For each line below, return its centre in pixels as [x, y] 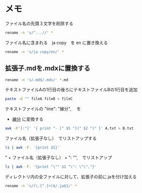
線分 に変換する [28, 119]
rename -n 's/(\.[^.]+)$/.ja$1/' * [41, 186]
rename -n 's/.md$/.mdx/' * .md [37, 80]
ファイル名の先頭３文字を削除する [39, 23]
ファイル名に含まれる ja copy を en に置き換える [56, 42]
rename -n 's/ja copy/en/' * [35, 52]
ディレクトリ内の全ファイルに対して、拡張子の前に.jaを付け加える [71, 176]
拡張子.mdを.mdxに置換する [48, 68]
